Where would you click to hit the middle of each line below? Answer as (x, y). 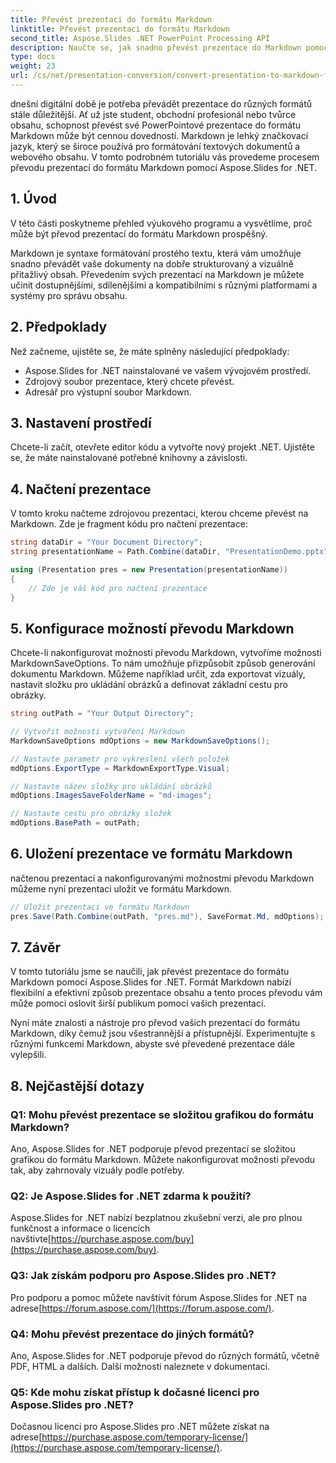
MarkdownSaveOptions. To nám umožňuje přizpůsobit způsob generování (163, 663)
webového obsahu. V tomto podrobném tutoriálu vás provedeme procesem (165, 157)
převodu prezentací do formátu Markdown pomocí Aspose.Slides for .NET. (164, 167)
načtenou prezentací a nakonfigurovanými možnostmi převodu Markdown (162, 878)
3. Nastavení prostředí (81, 422)
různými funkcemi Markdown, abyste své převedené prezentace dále (152, 1044)
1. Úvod (34, 199)
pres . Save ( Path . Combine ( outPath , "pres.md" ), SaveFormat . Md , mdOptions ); (167, 916)
